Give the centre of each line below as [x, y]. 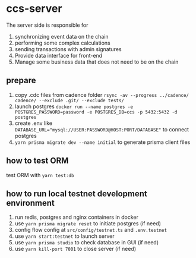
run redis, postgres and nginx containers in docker [76, 217]
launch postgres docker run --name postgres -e [74, 106]
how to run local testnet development [77, 193]
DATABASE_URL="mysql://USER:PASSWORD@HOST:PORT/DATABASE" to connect [102, 129]
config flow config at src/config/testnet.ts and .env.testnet [91, 230]
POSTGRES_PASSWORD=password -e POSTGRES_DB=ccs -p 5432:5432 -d [96, 112]
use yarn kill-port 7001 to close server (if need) [75, 249]
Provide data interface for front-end [59, 55]
